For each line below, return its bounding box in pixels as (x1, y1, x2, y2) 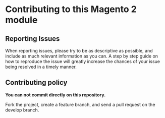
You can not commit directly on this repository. (5, 92, 106, 98)
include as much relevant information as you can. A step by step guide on (5, 53, 158, 59)
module (5, 14, 38, 26)
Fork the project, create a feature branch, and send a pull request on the (5, 101, 155, 107)
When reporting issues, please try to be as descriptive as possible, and (5, 48, 153, 53)
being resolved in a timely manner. (5, 64, 77, 70)
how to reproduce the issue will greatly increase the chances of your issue (5, 58, 160, 64)
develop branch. (5, 107, 39, 113)
